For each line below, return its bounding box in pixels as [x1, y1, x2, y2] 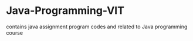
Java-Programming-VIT [6, 4, 125, 17]
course [6, 29, 23, 36]
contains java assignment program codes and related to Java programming [6, 23, 188, 30]
